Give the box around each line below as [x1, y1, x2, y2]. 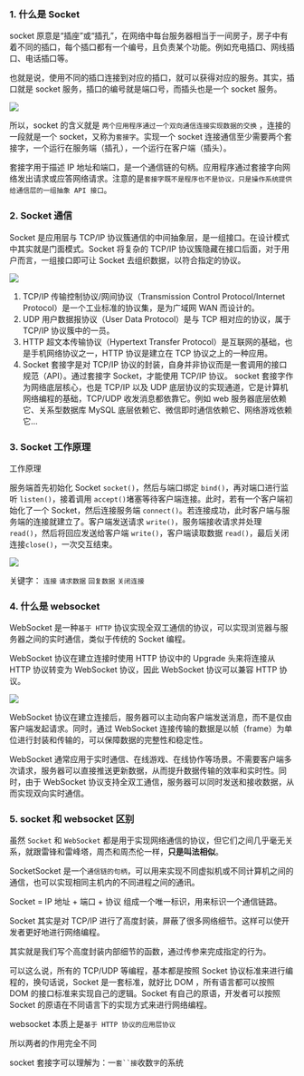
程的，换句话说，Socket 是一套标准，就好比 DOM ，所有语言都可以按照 [9, 977, 275, 988]
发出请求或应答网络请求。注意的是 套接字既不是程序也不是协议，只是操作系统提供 [16, 173, 292, 184]
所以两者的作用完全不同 [9, 1038, 97, 1049]
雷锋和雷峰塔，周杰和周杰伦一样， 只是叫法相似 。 [40, 846, 223, 857]
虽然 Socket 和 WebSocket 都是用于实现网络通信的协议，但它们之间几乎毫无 [9, 835, 286, 846]
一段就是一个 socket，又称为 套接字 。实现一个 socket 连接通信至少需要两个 [9, 132, 285, 142]
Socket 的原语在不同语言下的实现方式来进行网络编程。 [9, 1000, 213, 1011]
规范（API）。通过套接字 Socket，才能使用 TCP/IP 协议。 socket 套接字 [22, 370, 286, 381]
